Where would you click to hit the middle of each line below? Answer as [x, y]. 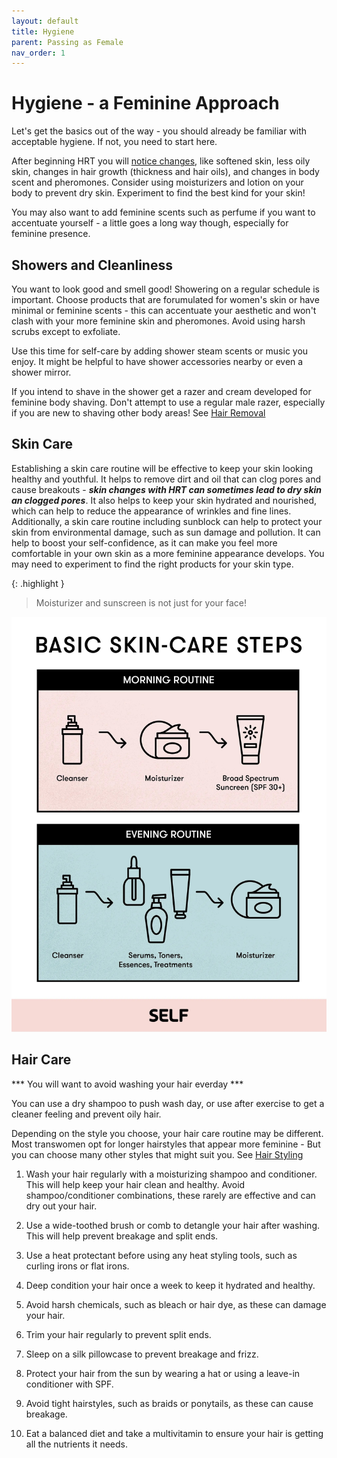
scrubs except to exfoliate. [66, 331]
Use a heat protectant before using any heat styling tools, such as [161, 1255]
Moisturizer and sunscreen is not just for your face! [141, 602]
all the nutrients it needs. [76, 1444]
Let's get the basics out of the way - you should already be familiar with [159, 131]
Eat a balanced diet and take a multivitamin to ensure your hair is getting [174, 1433]
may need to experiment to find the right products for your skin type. [152, 564]
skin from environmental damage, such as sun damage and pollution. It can [166, 532]
